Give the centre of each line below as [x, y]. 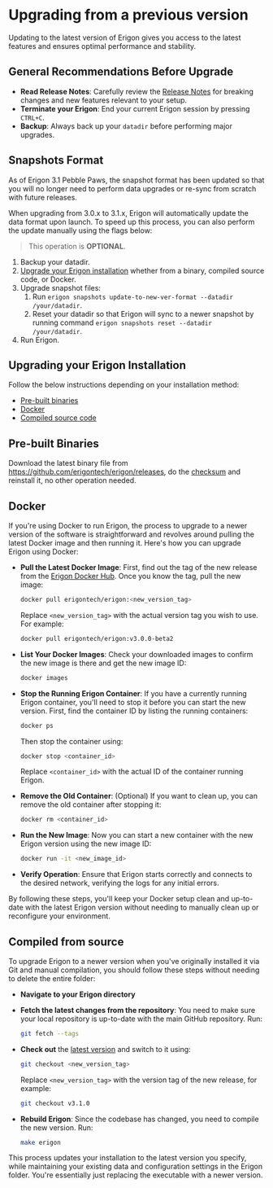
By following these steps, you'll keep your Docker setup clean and [119, 899]
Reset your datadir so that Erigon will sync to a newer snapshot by [143, 313]
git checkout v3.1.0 [55, 1103]
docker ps [37, 726]
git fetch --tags [50, 1033]
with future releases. [43, 197]
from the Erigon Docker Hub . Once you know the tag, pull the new [130, 576]
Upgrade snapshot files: [61, 287]
